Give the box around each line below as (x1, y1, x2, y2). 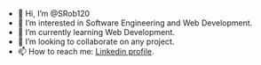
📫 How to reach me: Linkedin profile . (17, 47, 154, 56)
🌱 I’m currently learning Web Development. (17, 27, 175, 37)
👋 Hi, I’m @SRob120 (17, 9, 91, 18)
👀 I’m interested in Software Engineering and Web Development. (17, 18, 253, 28)
